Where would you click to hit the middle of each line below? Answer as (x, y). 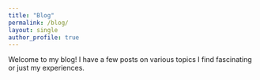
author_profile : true (44, 37)
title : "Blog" (32, 15)
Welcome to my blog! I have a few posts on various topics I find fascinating (130, 60)
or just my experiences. (47, 68)
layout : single (33, 30)
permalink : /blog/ (38, 23)
